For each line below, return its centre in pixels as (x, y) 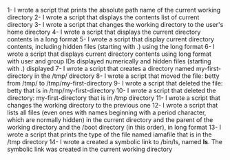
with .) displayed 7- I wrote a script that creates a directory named (101, 69)
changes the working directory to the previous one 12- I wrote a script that (113, 105)
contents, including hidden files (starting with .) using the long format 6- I (111, 47)
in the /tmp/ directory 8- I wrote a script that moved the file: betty (127, 76)
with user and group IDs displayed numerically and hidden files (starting (109, 61)
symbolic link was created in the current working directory (90, 149)
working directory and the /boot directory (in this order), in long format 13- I (114, 127)
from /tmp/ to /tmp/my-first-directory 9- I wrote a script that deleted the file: (115, 83)
